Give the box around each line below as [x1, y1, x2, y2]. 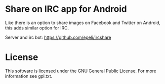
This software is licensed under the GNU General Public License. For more [5, 68, 157, 74]
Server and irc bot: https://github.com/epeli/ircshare [5, 34, 111, 40]
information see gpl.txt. [5, 73, 53, 79]
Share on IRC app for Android [5, 3, 127, 15]
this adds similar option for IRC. [5, 25, 69, 30]
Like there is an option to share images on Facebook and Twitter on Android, [5, 20, 161, 26]
